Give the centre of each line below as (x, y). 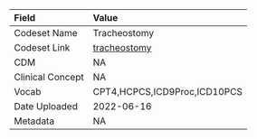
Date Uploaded (46, 106)
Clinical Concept (49, 77)
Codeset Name (46, 33)
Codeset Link (42, 47)
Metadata (34, 121)
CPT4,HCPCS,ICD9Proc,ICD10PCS (167, 92)
